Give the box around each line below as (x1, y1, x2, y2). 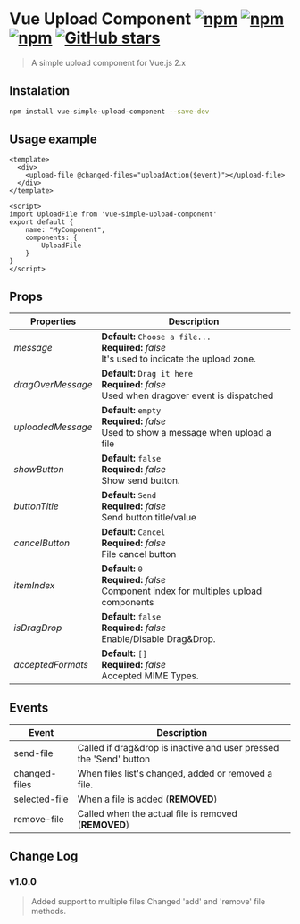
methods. (30, 905, 67, 916)
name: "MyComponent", (25, 226, 105, 235)
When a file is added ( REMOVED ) (77, 793, 218, 805)
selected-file (13, 793, 69, 805)
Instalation (9, 83, 70, 98)
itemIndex (13, 579, 55, 592)
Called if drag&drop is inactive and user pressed (77, 742, 279, 754)
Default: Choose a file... (101, 330, 212, 343)
